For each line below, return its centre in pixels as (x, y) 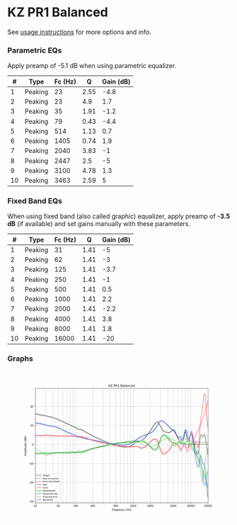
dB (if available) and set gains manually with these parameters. (99, 224)
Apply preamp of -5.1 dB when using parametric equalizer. (92, 66)
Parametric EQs (35, 50)
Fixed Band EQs (35, 201)
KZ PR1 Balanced (58, 12)
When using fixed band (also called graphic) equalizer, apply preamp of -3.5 (119, 216)
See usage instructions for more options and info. (80, 32)
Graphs (20, 359)
